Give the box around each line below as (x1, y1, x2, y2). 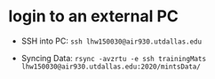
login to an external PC (8, 6, 179, 27)
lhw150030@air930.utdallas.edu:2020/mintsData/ (20, 62, 201, 71)
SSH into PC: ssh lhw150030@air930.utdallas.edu (20, 36, 202, 46)
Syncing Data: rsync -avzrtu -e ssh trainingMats (20, 52, 206, 63)
